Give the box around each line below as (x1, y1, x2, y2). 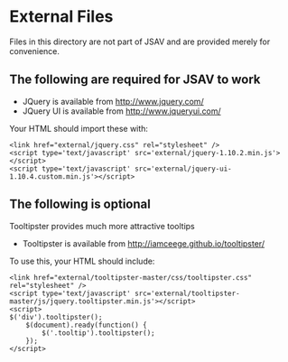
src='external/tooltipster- (134, 289, 241, 298)
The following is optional (9, 197, 151, 212)
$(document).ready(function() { (25, 320, 147, 330)
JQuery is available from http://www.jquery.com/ (22, 96, 205, 107)
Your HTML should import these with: (9, 123, 149, 134)
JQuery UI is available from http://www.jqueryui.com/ (22, 106, 221, 116)
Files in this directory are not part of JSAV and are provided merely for (9, 36, 271, 47)
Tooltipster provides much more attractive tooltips (9, 220, 196, 231)
